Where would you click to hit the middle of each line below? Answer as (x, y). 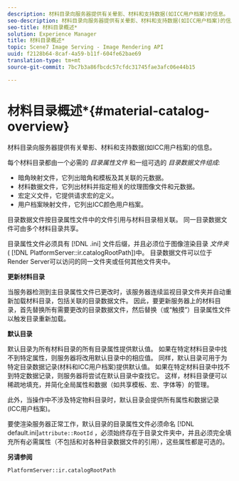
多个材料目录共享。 (54, 228)
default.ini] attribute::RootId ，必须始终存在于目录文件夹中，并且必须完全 (116, 432)
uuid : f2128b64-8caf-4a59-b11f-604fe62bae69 (74, 54)
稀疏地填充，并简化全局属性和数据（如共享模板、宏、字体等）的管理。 (110, 384)
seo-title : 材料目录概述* (43, 27)
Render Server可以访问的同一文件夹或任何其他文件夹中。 (91, 261)
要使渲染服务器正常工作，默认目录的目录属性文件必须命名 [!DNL (101, 424)
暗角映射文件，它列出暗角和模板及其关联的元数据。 (92, 177)
